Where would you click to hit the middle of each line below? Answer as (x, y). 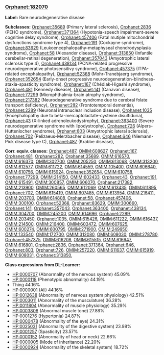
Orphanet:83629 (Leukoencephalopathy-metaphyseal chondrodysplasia (78, 48)
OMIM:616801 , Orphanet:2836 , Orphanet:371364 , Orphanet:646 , (70, 245)
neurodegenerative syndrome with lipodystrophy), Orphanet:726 (70, 126)
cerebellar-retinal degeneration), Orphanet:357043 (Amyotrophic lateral (77, 58)
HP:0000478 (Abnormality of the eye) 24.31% (58, 321)
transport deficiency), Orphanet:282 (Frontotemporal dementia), (70, 105)
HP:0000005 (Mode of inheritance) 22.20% (56, 342)
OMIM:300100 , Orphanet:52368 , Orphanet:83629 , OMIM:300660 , (72, 203)
